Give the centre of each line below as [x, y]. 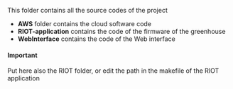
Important [22, 55]
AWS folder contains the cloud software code [84, 24]
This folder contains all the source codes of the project [88, 10]
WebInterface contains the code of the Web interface [96, 39]
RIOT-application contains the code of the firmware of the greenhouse [121, 31]
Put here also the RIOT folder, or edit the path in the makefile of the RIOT [113, 71]
